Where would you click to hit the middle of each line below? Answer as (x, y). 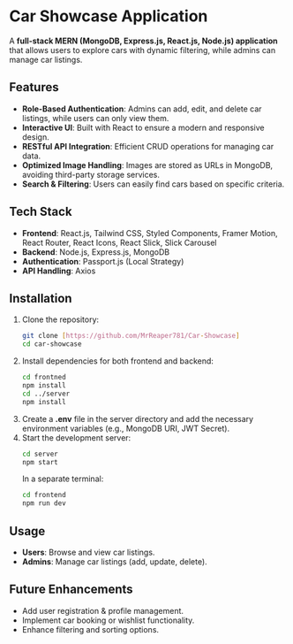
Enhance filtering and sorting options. (90, 629)
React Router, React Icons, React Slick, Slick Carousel (120, 242)
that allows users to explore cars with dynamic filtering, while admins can (143, 50)
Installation (41, 298)
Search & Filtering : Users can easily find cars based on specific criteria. (153, 184)
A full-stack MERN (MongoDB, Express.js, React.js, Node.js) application (143, 41)
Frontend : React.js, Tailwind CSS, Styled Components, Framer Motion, (150, 233)
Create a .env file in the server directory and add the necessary (138, 418)
